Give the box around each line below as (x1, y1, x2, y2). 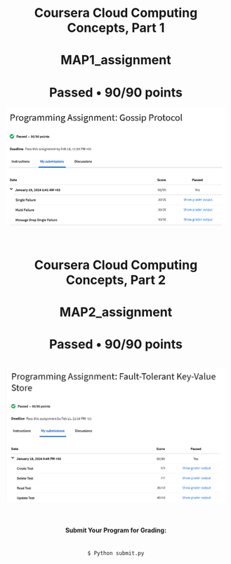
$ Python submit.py (87, 550, 145, 557)
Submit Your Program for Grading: (65, 526, 167, 534)
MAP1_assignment (60, 52, 171, 68)
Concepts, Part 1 (67, 20, 165, 36)
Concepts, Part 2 (65, 272, 166, 288)
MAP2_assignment (59, 304, 173, 320)
